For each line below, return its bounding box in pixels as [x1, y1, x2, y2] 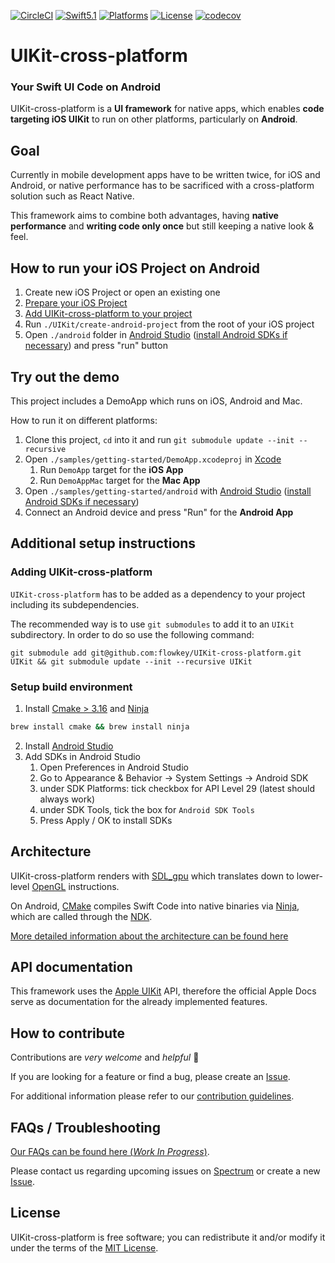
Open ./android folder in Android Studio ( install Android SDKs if [24, 329, 288, 341]
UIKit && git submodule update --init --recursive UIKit [10, 656, 253, 667]
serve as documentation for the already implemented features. [10, 996, 268, 1008]
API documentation [10, 958, 133, 975]
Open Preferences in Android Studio [39, 761, 189, 773]
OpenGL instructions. [31, 880, 120, 892]
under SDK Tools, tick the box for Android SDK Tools [39, 803, 255, 815]
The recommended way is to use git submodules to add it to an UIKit [10, 618, 295, 630]
